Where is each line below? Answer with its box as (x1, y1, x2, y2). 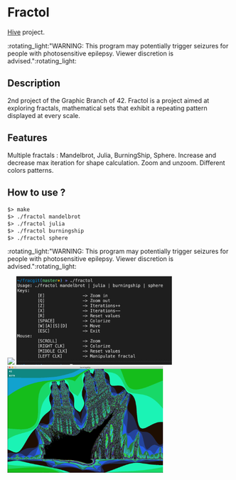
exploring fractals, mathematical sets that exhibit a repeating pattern (7, 104, 208, 112)
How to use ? (7, 186, 66, 198)
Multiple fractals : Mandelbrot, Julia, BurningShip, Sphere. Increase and (7, 151, 217, 159)
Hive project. (7, 28, 45, 36)
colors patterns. (7, 166, 54, 174)
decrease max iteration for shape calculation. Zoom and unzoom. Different (7, 158, 225, 167)
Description (7, 78, 60, 90)
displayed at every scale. (7, 111, 80, 119)
